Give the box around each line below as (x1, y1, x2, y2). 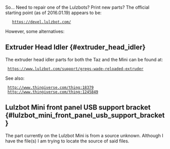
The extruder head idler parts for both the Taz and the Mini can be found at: (5, 56, 163, 62)
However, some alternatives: (5, 28, 65, 34)
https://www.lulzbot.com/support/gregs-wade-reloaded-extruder (7, 66, 144, 71)
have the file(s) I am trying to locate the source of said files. (5, 138, 130, 144)
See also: (5, 75, 25, 81)
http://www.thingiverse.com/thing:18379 (7, 85, 94, 90)
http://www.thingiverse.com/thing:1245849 (7, 89, 99, 94)
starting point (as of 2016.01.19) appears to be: (5, 10, 102, 16)
